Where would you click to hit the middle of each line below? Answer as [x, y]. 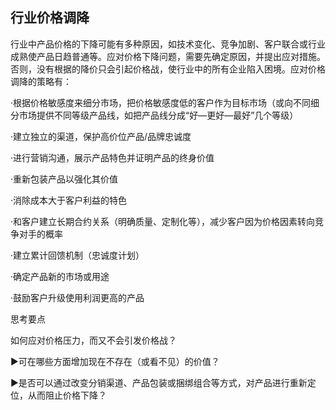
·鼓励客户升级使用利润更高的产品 [77, 297]
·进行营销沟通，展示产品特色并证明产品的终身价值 [112, 157]
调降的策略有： [41, 81]
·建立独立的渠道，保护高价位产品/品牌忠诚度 [101, 136]
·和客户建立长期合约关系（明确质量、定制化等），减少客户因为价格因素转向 [163, 221]
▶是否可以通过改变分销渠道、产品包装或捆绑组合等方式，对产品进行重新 [159, 382]
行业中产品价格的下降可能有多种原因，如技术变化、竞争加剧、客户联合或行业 [168, 44]
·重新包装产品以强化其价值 [64, 179]
